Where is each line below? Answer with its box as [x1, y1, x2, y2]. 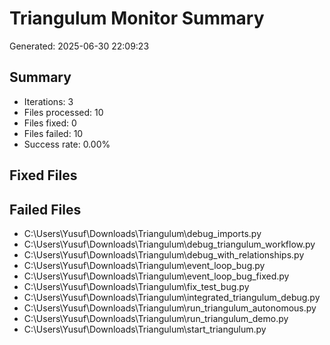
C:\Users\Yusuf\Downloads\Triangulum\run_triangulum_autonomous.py [23, 302, 317, 314]
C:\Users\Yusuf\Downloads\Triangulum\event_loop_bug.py [23, 259, 266, 271]
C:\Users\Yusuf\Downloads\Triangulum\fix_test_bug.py [23, 280, 250, 292]
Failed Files [9, 201, 82, 218]
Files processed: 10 [23, 106, 104, 118]
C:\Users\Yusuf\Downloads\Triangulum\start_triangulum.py [23, 323, 267, 335]
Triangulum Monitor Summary [9, 7, 265, 30]
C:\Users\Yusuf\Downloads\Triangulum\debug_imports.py [23, 227, 262, 239]
